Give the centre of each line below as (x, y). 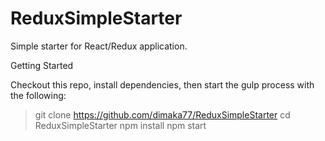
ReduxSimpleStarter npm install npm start (120, 125)
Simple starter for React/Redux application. (99, 46)
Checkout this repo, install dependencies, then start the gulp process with (162, 84)
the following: (38, 95)
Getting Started (42, 65)
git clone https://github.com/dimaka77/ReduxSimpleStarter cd (162, 114)
